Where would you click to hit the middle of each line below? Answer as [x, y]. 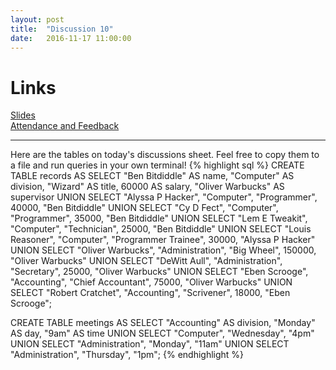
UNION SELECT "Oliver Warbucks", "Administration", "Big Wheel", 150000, [163, 250]
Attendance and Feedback [65, 126]
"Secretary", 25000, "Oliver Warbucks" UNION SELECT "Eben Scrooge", [159, 272]
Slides [23, 115]
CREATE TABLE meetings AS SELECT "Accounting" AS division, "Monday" [163, 323]
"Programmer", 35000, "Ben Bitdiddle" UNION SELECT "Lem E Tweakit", [159, 218]
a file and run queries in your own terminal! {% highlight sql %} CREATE [157, 165]
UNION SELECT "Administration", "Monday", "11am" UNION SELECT [150, 344]
